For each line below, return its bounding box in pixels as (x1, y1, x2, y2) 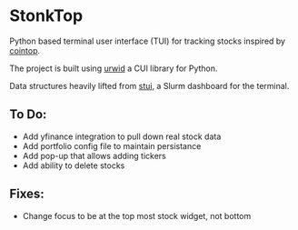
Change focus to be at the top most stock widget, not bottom (22, 210, 252, 221)
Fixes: (9, 186, 45, 202)
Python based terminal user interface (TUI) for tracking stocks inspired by (9, 35, 286, 46)
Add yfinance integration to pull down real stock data (22, 131, 222, 142)
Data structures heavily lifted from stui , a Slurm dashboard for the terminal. (9, 80, 290, 91)
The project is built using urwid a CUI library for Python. (9, 63, 218, 74)
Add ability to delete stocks (22, 160, 125, 171)
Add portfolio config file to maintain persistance (22, 140, 202, 151)
